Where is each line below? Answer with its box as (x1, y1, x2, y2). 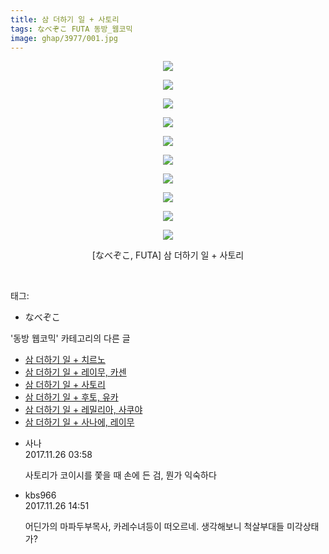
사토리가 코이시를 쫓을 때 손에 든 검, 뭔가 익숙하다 (24, 469, 217, 481)
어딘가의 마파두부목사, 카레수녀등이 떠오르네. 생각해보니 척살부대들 (24, 521, 285, 533)
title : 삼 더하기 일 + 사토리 (10, 14, 120, 25)
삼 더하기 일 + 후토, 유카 (24, 391, 119, 403)
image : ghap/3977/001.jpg (10, 33, 118, 43)
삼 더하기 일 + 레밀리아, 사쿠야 (24, 404, 143, 416)
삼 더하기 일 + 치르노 (24, 354, 106, 366)
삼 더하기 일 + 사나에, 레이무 (24, 416, 135, 428)
